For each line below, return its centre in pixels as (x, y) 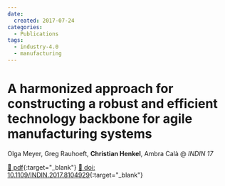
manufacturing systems (80, 134)
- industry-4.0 (36, 47)
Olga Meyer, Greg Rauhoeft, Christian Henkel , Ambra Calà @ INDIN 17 (110, 153)
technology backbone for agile (100, 119)
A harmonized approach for (90, 89)
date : (15, 14)
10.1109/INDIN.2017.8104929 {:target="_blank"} (75, 175)
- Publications (36, 34)
